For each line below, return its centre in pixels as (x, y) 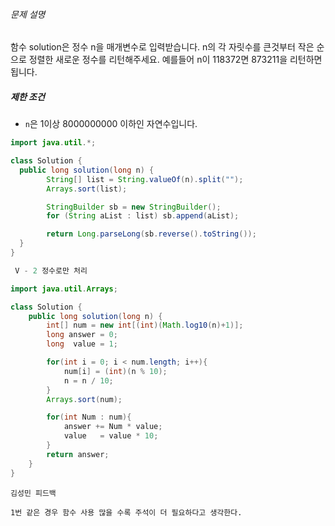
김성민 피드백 (33, 493)
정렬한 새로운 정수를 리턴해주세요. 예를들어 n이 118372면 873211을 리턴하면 (175, 60)
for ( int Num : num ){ (89, 417)
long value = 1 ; (82, 344)
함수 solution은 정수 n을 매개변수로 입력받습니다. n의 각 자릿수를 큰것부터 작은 (162, 47)
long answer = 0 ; (82, 335)
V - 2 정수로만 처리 (51, 270)
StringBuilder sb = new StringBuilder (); (134, 207)
